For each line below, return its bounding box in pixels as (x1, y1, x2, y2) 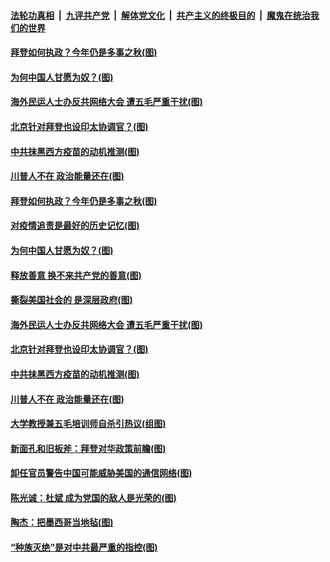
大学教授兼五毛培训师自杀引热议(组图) (10, 418, 167, 430)
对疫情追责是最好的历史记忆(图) (10, 220, 140, 232)
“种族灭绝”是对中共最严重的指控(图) (10, 541, 158, 554)
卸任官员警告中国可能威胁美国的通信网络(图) (10, 467, 193, 479)
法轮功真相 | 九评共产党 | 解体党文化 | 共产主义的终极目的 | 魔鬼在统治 (10, 9, 311, 21)
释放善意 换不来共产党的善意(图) (10, 269, 142, 281)
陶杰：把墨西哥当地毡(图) (10, 516, 114, 529)
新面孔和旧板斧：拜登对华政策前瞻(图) (10, 442, 167, 454)
